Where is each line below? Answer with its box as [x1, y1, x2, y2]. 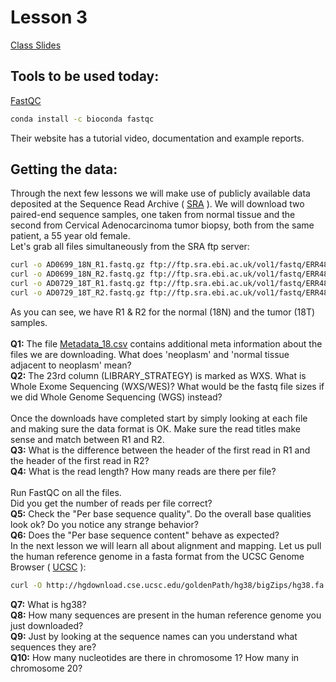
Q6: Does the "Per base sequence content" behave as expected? [10, 529, 280, 541]
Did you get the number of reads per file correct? [10, 497, 213, 509]
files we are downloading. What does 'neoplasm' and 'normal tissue [10, 348, 290, 360]
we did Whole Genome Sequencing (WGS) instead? [10, 391, 223, 403]
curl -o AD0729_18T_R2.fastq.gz [10, 288, 145, 298]
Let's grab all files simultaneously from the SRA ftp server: [10, 241, 250, 253]
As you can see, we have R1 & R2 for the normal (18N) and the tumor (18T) [10, 306, 316, 318]
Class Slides [10, 39, 62, 51]
